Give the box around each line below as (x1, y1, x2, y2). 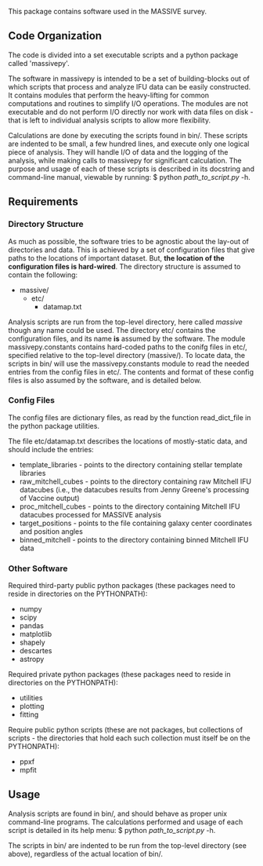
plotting (19, 702, 45, 711)
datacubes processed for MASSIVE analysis (19, 510, 162, 519)
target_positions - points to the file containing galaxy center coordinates (19, 518, 253, 528)
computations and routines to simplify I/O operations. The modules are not (8, 98, 248, 108)
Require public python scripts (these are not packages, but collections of (8, 725, 243, 735)
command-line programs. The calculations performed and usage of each (8, 817, 243, 827)
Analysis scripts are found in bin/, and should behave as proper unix (8, 809, 228, 818)
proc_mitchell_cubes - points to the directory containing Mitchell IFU (19, 502, 240, 511)
